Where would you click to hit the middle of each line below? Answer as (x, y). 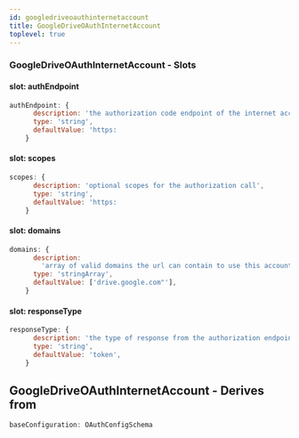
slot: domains (35, 231)
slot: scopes (32, 158)
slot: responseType (46, 311)
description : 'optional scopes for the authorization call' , (149, 185)
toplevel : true (37, 34)
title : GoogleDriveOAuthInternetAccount (85, 26)
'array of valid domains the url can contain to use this (151, 266)
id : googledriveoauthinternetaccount (79, 17)
